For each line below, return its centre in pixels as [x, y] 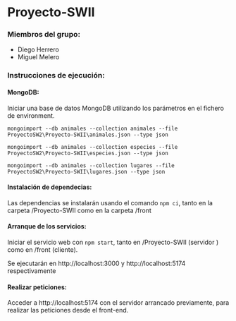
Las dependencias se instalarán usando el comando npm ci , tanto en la [110, 202]
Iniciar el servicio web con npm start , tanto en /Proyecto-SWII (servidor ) [113, 242]
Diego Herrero [38, 49]
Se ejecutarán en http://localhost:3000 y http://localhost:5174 [97, 264]
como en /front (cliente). [43, 250]
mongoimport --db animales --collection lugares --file [91, 165]
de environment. [31, 115]
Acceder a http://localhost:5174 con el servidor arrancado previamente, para [118, 303]
